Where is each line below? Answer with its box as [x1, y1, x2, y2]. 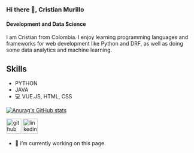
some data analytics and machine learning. [6, 46, 113, 53]
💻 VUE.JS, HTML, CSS [14, 92, 72, 100]
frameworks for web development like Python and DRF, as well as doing [6, 40, 184, 47]
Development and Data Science [6, 20, 86, 28]
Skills [6, 64, 27, 74]
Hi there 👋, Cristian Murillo [6, 5, 84, 14]
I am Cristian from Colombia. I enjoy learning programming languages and [6, 34, 189, 41]
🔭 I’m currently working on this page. [14, 139, 106, 146]
